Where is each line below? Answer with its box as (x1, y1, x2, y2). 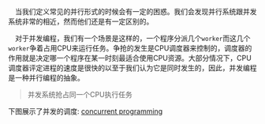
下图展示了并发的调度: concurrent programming (8, 107, 163, 116)
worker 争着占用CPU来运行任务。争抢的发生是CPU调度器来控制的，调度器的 (8, 43, 252, 53)
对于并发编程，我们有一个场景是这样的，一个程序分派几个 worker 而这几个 (15, 34, 251, 43)
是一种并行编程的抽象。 (8, 73, 84, 82)
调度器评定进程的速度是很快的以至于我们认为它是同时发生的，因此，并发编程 (8, 63, 257, 73)
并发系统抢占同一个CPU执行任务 (27, 90, 132, 99)
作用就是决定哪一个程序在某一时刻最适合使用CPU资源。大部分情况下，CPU (8, 54, 252, 62)
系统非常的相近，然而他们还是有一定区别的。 (8, 17, 154, 26)
